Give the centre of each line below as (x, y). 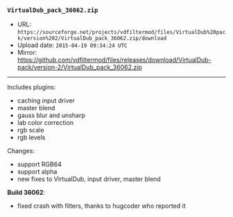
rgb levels (31, 137)
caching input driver (46, 101)
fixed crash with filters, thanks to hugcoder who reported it (101, 206)
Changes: (21, 151)
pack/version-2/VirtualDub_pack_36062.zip (79, 67)
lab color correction (45, 123)
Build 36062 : (26, 193)
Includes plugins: (32, 87)
